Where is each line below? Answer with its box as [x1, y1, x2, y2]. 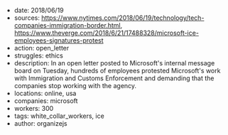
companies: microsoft [13, 97, 78, 105]
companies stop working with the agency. [13, 82, 137, 90]
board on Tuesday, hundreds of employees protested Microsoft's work [13, 67, 221, 75]
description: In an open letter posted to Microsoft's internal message [13, 59, 215, 67]
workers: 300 [13, 104, 54, 112]
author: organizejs [13, 119, 67, 127]
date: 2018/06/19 [13, 6, 64, 14]
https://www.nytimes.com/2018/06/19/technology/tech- [41, 13, 205, 22]
